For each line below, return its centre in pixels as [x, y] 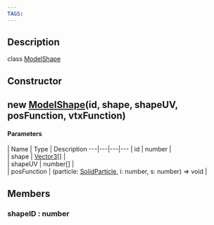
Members [29, 193]
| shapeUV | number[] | [41, 164]
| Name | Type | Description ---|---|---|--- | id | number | [89, 149]
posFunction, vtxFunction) [67, 116]
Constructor [34, 81]
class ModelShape [34, 59]
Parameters [25, 133]
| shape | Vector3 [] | [37, 157]
